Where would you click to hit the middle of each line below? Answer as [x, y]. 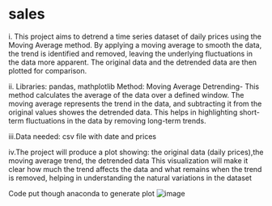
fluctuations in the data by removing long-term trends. [116, 120]
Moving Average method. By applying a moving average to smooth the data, [135, 44]
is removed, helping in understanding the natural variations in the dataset [130, 178]
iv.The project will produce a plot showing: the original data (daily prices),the [136, 152]
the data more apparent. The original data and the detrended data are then [133, 62]
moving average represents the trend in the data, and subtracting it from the [135, 103]
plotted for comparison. [48, 70]
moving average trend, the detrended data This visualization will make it [128, 160]
